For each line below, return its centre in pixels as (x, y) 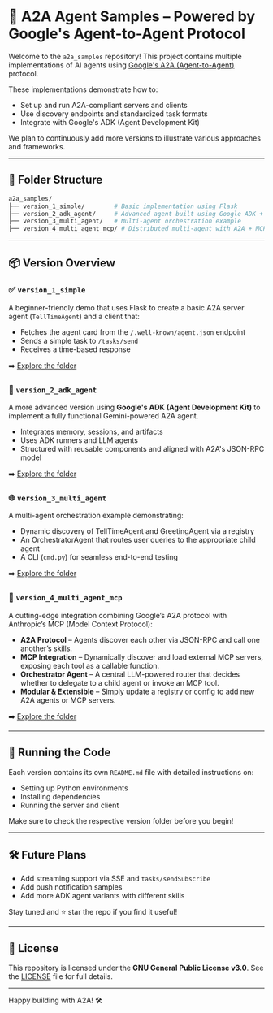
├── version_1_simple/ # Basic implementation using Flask (123, 206)
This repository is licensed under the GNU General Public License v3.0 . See (136, 968)
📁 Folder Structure (56, 180)
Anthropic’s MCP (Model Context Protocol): (80, 624)
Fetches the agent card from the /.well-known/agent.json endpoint (133, 331)
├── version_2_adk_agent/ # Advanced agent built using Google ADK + (136, 214)
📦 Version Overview (62, 263)
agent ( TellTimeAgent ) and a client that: (74, 316)
